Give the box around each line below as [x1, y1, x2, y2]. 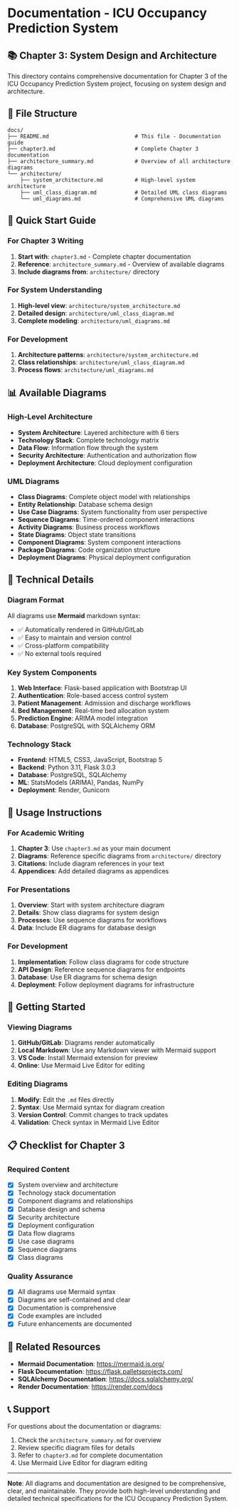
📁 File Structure [7, 108, 78, 120]
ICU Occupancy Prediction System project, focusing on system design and [7, 80, 226, 88]
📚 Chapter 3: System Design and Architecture [7, 49, 217, 61]
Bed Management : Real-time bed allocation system [17, 707, 169, 715]
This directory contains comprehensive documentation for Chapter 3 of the [7, 72, 228, 80]
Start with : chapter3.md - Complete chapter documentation [17, 252, 191, 261]
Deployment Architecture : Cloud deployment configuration [17, 458, 193, 467]
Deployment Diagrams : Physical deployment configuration [17, 553, 191, 562]
